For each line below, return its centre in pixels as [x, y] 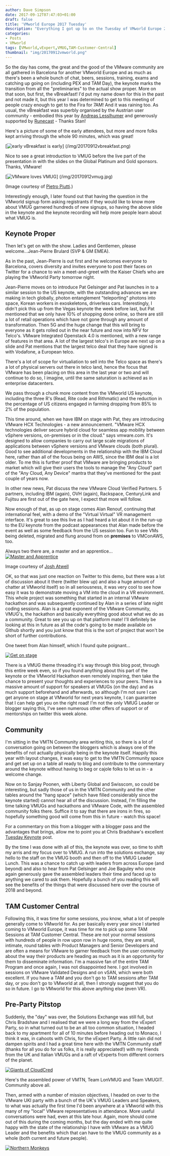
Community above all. [28, 1085]
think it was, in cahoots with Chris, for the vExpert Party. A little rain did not [83, 1038]
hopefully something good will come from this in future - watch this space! [83, 817]
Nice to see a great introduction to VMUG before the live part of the [75, 156]
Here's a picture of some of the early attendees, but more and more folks [81, 131]
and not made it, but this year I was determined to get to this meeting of [80, 99]
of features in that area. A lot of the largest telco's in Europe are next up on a [85, 341]
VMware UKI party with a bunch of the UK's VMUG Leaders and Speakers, [83, 1100]
